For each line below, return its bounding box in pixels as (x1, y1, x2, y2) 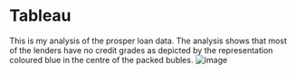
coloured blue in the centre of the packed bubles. (9, 54, 194, 65)
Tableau (9, 5, 72, 26)
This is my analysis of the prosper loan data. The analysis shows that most (9, 35, 288, 46)
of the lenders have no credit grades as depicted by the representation (9, 44, 273, 55)
